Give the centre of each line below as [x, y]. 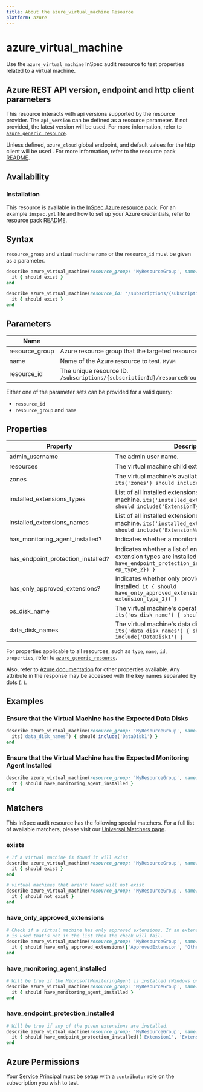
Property [59, 446]
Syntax [20, 239]
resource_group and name [46, 410]
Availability [28, 177]
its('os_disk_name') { [148, 615]
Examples [25, 701]
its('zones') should [144, 483]
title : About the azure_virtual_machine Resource [70, 12]
